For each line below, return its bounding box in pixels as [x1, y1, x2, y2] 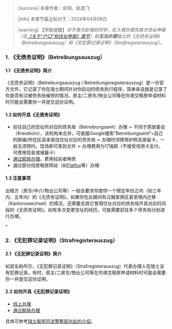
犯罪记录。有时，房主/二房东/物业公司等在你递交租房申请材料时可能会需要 [9, 269, 166, 276]
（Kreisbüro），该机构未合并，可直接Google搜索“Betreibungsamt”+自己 [12, 130, 163, 136]
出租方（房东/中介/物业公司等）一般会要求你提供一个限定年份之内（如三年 [5, 187, 162, 194]
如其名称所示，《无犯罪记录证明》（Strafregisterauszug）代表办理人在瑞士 [5, 263, 160, 269]
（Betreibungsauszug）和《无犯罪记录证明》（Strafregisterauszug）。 [17, 39, 165, 46]
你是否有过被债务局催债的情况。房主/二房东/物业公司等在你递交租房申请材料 [5, 92, 166, 99]
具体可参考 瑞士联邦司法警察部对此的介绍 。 [5, 318, 95, 324]
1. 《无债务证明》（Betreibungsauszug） [5, 53, 105, 60]
